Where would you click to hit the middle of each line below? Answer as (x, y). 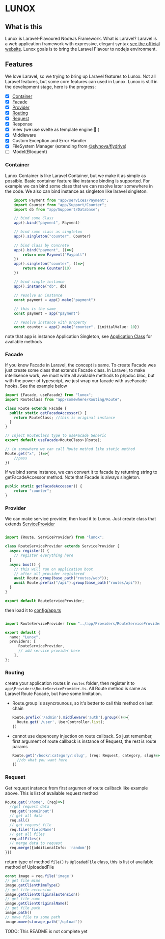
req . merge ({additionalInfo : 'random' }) (50, 848)
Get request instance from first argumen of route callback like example (77, 788)
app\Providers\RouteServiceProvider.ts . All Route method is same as (76, 689)
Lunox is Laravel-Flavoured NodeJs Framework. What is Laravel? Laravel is (81, 38)
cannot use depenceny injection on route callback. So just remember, (82, 736)
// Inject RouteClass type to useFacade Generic (56, 436)
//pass (21, 458)
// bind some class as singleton (48, 232)
